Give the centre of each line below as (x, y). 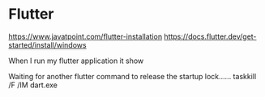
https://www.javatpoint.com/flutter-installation (85, 36)
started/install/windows (47, 44)
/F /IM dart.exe (33, 85)
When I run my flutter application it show (76, 61)
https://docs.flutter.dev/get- (210, 36)
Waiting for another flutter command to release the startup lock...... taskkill (132, 76)
